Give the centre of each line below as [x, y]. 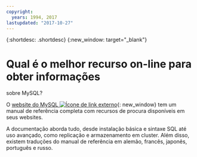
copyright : [20, 12]
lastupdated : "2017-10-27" [40, 23]
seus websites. [24, 118]
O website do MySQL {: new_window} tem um [91, 104]
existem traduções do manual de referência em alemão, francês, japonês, [97, 141]
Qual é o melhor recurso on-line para [99, 64]
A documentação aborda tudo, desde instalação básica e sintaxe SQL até [96, 129]
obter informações [53, 77]
